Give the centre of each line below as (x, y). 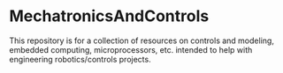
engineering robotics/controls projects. (80, 59)
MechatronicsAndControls (109, 16)
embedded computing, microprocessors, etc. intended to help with (131, 49)
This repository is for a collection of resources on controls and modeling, (141, 40)
